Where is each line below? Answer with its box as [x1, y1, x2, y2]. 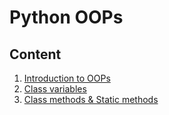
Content [9, 46, 62, 63]
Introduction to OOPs [23, 72, 111, 84]
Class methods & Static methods [23, 94, 159, 105]
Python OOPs [9, 6, 124, 29]
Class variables [23, 83, 87, 95]
